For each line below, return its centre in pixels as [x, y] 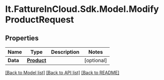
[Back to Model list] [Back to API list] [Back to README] [62, 73]
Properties [22, 38]
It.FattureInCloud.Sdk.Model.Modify [82, 9]
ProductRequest [40, 20]
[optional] [95, 60]
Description [65, 52]
